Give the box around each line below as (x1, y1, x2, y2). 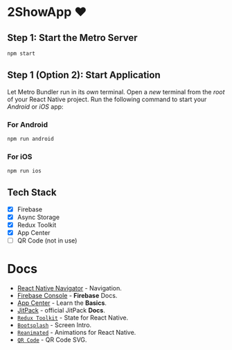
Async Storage (17, 213, 60, 221)
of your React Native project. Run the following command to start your (7, 95, 207, 103)
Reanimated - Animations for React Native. (17, 329, 136, 337)
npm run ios (7, 168, 42, 175)
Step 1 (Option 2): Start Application (7, 69, 161, 81)
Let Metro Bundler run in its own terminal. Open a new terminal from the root (7, 87, 225, 96)
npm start (7, 50, 36, 57)
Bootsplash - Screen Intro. (17, 321, 92, 329)
